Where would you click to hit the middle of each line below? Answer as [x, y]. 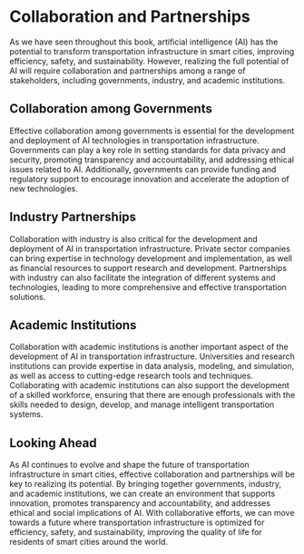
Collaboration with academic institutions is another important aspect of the [149, 347]
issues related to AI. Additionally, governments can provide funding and [143, 169]
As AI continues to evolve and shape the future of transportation [129, 465]
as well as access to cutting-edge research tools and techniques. [132, 376]
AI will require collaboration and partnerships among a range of [127, 71]
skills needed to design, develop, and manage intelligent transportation [142, 404]
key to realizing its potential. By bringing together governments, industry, [146, 484]
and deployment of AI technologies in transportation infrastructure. [135, 140]
